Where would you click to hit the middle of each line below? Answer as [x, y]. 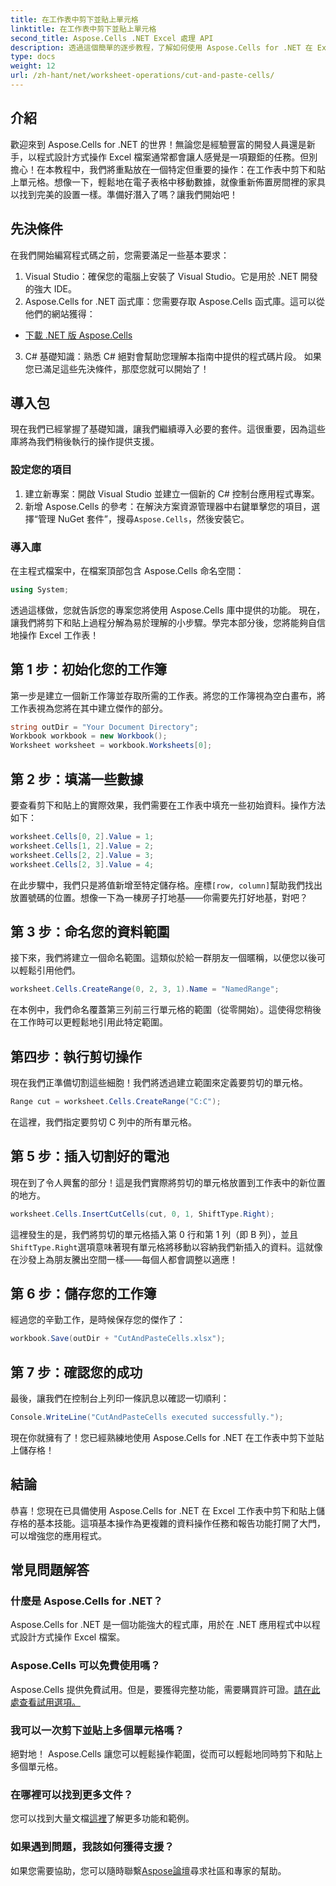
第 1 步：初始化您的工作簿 [88, 669]
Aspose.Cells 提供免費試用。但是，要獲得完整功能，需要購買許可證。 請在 [161, 1689]
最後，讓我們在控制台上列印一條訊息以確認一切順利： [120, 1398]
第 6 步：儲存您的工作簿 [83, 1293]
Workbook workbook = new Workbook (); [89, 736]
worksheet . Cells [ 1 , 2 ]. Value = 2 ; [82, 846]
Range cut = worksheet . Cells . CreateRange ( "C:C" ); [116, 1102]
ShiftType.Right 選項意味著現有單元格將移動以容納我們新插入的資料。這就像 [166, 1247]
